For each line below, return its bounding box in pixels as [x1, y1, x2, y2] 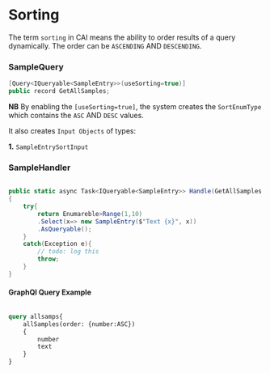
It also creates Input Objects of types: [8, 125, 137, 135]
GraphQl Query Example [8, 287, 91, 297]
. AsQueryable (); [37, 225, 92, 233]
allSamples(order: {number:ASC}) [23, 320, 136, 328]
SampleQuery [8, 61, 65, 72]
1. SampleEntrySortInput [8, 142, 89, 151]
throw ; [37, 255, 60, 264]
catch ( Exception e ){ [23, 240, 92, 248]
